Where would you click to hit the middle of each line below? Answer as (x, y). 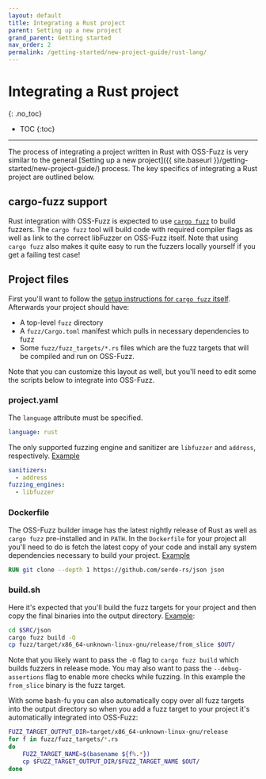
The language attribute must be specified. (76, 418)
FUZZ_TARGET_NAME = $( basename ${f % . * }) (86, 754)
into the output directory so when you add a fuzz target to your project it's (129, 709)
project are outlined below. (51, 177)
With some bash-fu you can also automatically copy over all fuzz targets (126, 701)
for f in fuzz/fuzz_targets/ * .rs (63, 739)
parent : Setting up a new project (65, 30)
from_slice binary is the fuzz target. (67, 685)
